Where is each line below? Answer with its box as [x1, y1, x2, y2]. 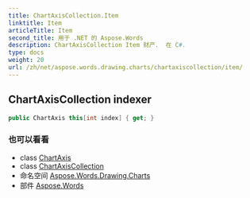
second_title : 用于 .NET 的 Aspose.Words [8, 33, 144, 42]
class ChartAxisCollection [19, 161, 105, 171]
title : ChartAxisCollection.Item [8, 11, 119, 20]
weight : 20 [8, 56, 44, 64]
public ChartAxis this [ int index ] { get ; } [8, 114, 155, 122]
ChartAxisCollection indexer [8, 93, 152, 107]
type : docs [8, 49, 44, 56]
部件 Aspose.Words [19, 181, 84, 190]
